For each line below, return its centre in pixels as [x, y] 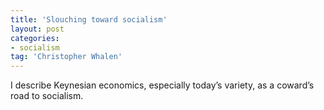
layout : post [37, 29]
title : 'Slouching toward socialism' [89, 19]
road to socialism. [47, 96]
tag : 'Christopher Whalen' [66, 57]
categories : [35, 38]
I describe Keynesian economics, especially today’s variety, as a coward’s [162, 85]
